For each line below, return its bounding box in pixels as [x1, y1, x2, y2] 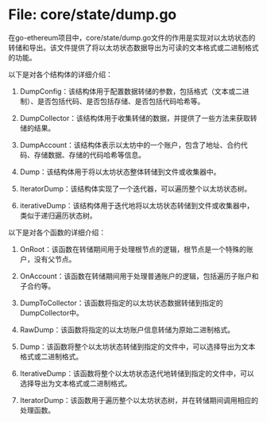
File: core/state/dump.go [8, 6, 177, 24]
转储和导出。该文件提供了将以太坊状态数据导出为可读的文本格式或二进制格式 [8, 42, 259, 52]
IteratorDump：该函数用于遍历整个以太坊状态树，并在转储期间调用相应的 [19, 395, 259, 405]
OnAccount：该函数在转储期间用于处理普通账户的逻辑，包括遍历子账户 [19, 271, 252, 281]
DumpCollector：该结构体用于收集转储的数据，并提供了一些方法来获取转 [19, 113, 257, 122]
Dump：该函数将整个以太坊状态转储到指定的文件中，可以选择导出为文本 [19, 342, 256, 351]
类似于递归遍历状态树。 [19, 211, 97, 220]
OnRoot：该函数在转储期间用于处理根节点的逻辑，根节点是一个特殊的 [19, 244, 246, 254]
